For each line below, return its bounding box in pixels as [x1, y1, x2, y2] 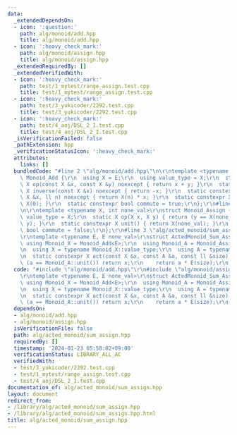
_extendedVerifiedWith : [13, 69, 83, 76]
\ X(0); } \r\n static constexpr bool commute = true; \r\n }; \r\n [20, 200, 217, 208]
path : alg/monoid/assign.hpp [20, 50, 106, 57]
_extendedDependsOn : [13, 17, 74, 24]
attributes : [13, 154, 49, 162]
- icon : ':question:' [13, 23, 78, 30]
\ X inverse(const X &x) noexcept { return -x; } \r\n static [20, 188, 207, 195]
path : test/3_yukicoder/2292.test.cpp [20, 102, 134, 109]
